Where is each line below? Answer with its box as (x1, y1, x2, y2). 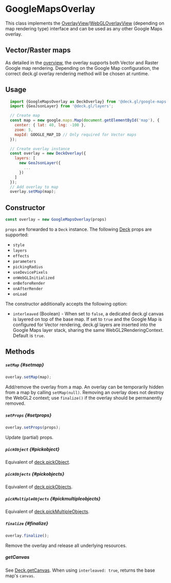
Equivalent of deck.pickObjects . (5, 484, 73, 490)
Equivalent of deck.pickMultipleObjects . (5, 508, 90, 514)
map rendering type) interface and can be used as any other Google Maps (5, 25, 163, 31)
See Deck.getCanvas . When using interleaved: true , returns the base (5, 567, 155, 573)
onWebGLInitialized (12, 275, 55, 280)
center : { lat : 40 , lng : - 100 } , (14, 123, 86, 128)
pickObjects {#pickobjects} (5, 471, 65, 477)
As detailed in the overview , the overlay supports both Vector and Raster (5, 60, 159, 66)
